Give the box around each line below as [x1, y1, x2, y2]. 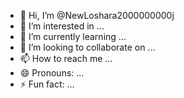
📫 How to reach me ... [19, 53, 113, 64]
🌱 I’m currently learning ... [19, 31, 127, 42]
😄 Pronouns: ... [19, 67, 85, 79]
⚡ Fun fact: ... [19, 78, 75, 90]
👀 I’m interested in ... [19, 20, 105, 32]
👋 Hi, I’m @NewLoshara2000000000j [19, 10, 175, 21]
